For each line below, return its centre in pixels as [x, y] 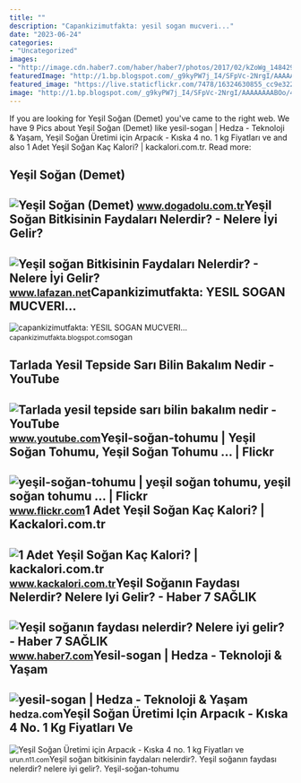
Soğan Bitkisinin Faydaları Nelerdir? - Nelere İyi [143, 219]
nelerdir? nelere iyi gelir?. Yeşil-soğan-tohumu [95, 769]
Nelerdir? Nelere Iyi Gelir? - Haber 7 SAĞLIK [133, 597]
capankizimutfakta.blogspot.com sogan [71, 337]
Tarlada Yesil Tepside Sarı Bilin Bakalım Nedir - [142, 365]
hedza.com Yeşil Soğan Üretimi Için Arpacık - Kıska [149, 714]
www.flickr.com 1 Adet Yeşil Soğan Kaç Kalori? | [137, 511]
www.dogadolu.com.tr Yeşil [204, 206]
